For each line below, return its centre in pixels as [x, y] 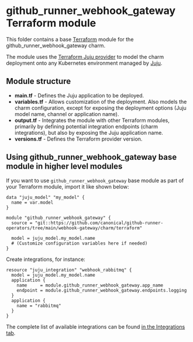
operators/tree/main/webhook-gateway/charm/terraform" [74, 228]
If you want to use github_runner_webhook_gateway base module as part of [95, 180]
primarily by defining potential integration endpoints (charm [86, 126]
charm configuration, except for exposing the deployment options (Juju [101, 108]
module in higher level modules [64, 167]
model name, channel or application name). [67, 114]
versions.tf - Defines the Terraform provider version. [78, 139]
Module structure [39, 81]
